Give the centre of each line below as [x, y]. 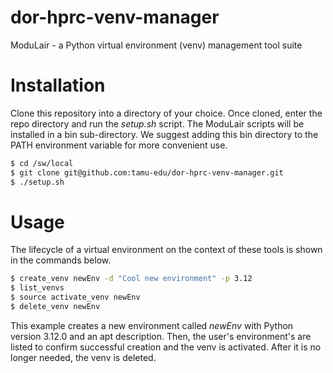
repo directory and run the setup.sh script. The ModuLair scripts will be [157, 123]
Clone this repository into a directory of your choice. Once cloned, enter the [166, 113]
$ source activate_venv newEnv [75, 297]
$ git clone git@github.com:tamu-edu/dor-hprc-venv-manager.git [147, 172]
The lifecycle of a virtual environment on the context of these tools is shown [166, 250]
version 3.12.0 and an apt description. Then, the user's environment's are [161, 336]
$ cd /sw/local [42, 163]
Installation [58, 85]
